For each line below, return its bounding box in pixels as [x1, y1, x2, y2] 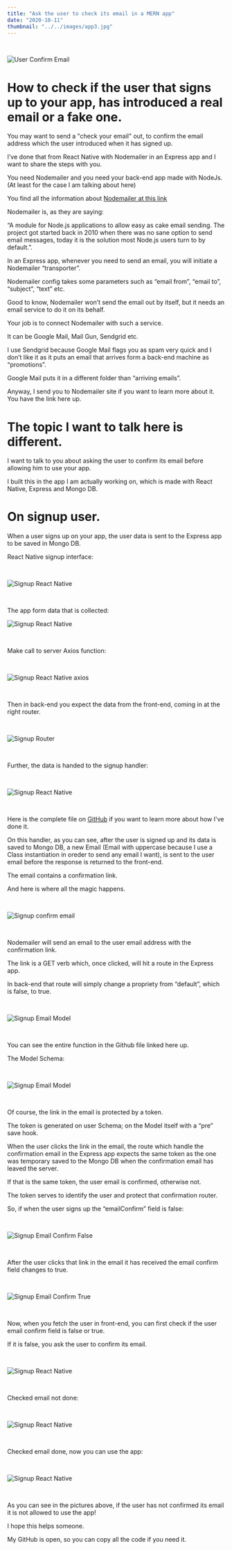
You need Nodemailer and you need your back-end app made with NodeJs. [7, 174, 223, 182]
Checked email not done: [7, 1393, 79, 1402]
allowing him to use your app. [7, 464, 91, 472]
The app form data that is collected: [7, 607, 109, 615]
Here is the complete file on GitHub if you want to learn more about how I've [7, 815, 224, 823]
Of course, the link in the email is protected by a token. [7, 1108, 163, 1116]
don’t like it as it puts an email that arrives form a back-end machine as [7, 353, 209, 362]
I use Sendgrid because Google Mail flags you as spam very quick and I [7, 346, 212, 354]
